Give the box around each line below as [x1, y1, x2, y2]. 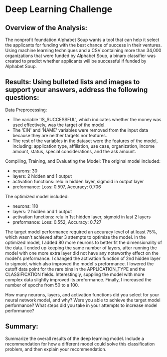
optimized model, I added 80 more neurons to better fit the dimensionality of [5, 239, 162, 245]
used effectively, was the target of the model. [12, 122, 106, 128]
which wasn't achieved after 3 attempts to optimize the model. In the [5, 234, 146, 240]
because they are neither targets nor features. [12, 132, 107, 138]
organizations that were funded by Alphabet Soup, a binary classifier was [5, 53, 156, 59]
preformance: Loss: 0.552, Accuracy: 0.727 [12, 219, 102, 225]
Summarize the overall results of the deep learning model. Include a [5, 335, 145, 341]
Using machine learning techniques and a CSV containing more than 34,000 [5, 48, 162, 53]
